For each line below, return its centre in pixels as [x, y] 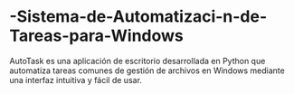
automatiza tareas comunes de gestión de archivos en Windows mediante [147, 70]
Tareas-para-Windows [96, 36]
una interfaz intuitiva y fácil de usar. [76, 80]
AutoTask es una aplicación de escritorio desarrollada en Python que [138, 61]
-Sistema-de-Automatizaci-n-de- [138, 17]
